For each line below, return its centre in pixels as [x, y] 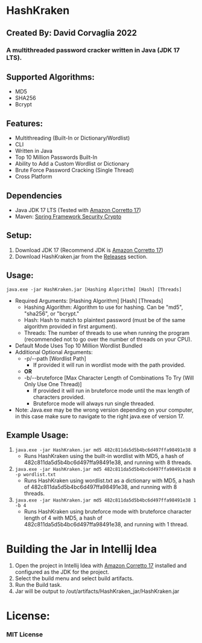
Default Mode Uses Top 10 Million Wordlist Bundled [79, 346]
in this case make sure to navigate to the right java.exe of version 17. [99, 416]
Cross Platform [33, 176]
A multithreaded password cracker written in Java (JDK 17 [93, 50]
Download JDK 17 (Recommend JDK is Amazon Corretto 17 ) [89, 250]
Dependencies [34, 195]
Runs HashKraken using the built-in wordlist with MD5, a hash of [104, 456]
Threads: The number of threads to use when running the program [107, 332]
